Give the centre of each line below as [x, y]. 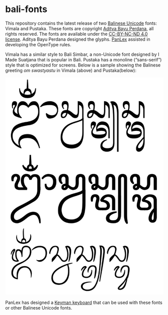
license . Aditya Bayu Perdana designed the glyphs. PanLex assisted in [78, 39]
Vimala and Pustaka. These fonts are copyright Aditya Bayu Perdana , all [79, 28]
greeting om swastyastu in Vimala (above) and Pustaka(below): [71, 70]
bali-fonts [26, 9]
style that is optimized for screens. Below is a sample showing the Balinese [83, 65]
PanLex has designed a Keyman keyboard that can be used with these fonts [84, 302]
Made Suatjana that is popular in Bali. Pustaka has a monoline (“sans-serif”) [83, 59]
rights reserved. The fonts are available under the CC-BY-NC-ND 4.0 [76, 34]
